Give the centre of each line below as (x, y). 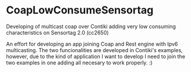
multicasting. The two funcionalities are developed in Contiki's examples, (95, 50)
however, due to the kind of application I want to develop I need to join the (96, 56)
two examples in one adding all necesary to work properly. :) (79, 63)
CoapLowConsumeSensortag (80, 10)
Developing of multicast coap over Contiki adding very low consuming (91, 26)
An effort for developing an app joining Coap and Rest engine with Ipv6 (92, 44)
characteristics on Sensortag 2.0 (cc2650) (58, 32)
